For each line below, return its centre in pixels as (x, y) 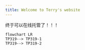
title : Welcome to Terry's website (43, 10)
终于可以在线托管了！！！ (32, 25)
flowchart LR (19, 34)
